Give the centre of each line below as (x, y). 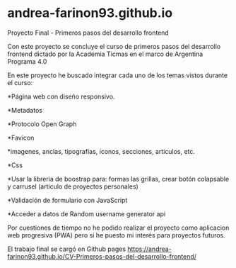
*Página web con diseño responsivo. (61, 96)
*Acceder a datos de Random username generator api (87, 213)
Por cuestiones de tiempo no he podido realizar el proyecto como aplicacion (118, 228)
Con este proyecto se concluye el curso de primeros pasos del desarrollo (114, 46)
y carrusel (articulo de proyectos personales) (73, 186)
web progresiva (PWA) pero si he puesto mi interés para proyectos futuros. (117, 235)
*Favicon (21, 138)
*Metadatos (25, 110)
